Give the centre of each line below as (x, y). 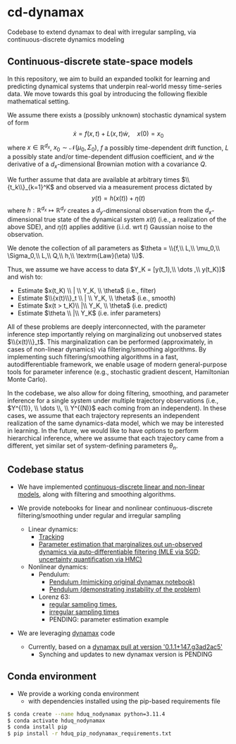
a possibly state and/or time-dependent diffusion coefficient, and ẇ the (111, 157)
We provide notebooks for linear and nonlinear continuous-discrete (115, 508)
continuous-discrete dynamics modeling (66, 39)
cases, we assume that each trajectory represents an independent (104, 416)
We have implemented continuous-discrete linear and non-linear (111, 487)
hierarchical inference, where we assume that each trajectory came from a (116, 438)
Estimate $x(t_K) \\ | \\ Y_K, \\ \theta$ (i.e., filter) (87, 291)
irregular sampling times (84, 612)
